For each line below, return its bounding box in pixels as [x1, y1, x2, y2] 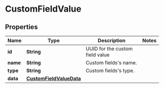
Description [97, 37, 126, 44]
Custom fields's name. [85, 59, 137, 66]
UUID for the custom [85, 45, 133, 52]
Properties [5, 23, 38, 31]
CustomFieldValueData [26, 75, 82, 82]
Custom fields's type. [85, 67, 135, 74]
